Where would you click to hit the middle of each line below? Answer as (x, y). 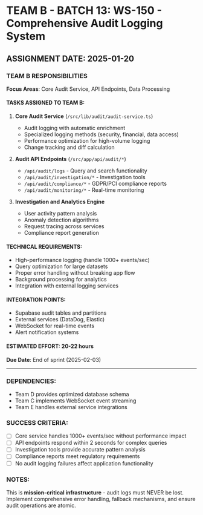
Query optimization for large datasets (61, 266)
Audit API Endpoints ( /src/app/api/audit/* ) (70, 159)
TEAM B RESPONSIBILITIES (47, 76)
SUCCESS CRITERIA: (37, 422)
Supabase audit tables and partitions (61, 313)
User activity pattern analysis (60, 214)
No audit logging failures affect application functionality (84, 463)
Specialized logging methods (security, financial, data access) (101, 134)
